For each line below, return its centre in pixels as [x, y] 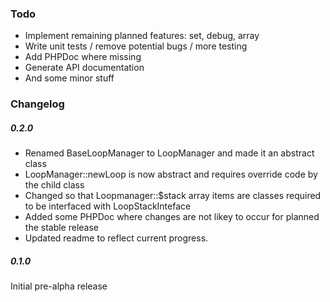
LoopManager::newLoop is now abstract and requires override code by [171, 174]
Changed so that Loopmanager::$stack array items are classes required [173, 196]
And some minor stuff [69, 78]
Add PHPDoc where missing [83, 57]
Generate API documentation [84, 68]
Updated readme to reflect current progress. [116, 238]
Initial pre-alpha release [59, 286]
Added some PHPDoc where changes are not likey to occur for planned [172, 217]
